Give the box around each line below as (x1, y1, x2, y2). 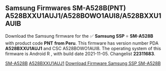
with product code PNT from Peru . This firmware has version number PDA (5, 40, 159, 46)
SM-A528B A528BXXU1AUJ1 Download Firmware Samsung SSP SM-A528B (5, 60, 161, 66)
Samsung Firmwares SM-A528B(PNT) (5, 4, 126, 12)
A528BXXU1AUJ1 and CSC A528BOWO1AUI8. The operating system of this (5, 45, 161, 51)
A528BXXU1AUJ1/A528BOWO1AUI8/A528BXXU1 (5, 12, 161, 20)
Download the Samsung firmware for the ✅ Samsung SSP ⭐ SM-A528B (5, 33, 153, 39)
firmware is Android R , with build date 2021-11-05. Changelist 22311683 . (5, 51, 155, 57)
